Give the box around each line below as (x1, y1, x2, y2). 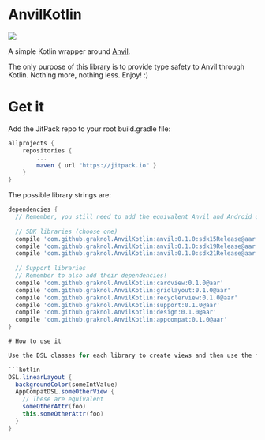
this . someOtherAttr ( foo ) (22, 410, 104, 418)
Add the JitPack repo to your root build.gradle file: (8, 124, 171, 134)
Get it (8, 98, 45, 116)
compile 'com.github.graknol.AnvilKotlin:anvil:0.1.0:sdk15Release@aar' (15, 235, 259, 243)
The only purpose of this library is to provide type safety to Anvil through (8, 62, 244, 71)
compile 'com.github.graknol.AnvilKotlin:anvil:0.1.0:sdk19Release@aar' (15, 243, 259, 250)
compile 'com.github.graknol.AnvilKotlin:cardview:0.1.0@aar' (15, 279, 224, 287)
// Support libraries (15, 265, 87, 273)
